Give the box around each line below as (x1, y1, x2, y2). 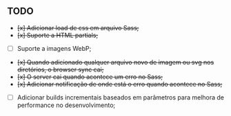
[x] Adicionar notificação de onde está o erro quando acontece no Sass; (17, 80, 223, 88)
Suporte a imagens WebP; (17, 44, 92, 52)
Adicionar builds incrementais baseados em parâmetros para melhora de (17, 93, 225, 102)
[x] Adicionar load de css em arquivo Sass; (17, 23, 139, 32)
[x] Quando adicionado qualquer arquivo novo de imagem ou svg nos (17, 58, 214, 66)
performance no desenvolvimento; (17, 101, 116, 109)
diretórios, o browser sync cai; (17, 65, 104, 73)
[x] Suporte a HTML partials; (17, 31, 99, 39)
